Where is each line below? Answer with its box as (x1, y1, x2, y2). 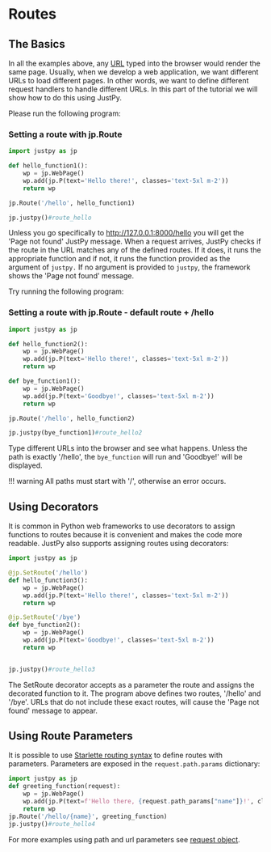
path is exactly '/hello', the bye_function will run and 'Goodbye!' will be (8, 452, 244, 462)
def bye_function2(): (8, 621, 81, 629)
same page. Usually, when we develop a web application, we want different (8, 67, 259, 77)
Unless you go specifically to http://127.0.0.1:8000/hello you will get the (8, 228, 244, 238)
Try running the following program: (8, 286, 124, 296)
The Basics (8, 37, 66, 51)
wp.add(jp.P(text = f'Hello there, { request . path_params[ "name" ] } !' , (23, 798, 254, 806)
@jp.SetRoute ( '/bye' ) (8, 613, 81, 621)
